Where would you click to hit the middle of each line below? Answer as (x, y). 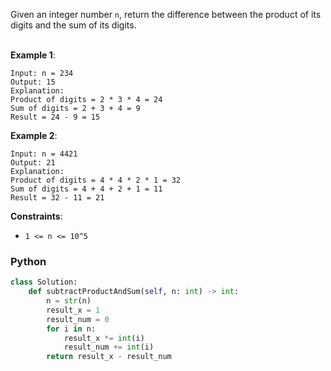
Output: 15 (33, 82)
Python (28, 261)
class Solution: (44, 282)
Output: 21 (33, 163)
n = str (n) (69, 301)
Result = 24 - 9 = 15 (55, 117)
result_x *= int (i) (104, 338)
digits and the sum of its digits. (73, 25)
